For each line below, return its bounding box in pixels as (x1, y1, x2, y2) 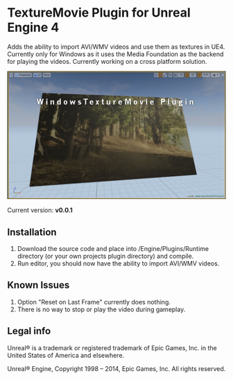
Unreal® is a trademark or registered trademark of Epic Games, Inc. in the (7, 343, 217, 352)
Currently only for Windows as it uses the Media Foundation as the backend (7, 50, 224, 58)
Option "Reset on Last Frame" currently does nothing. (17, 297, 171, 306)
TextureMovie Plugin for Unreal (7, 5, 191, 21)
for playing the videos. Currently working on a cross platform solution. (7, 57, 207, 65)
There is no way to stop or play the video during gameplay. (17, 305, 186, 313)
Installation (7, 226, 57, 238)
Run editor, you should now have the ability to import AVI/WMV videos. (17, 259, 220, 268)
